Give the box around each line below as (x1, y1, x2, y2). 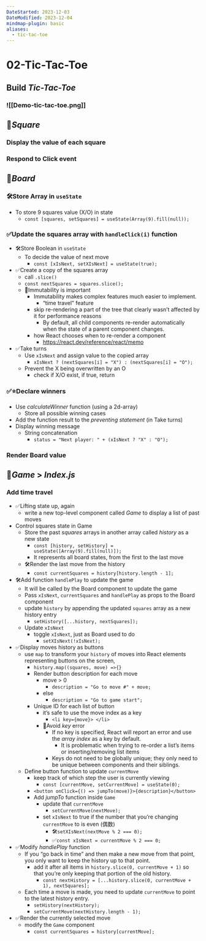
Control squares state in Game (15, 522, 93, 529)
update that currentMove (42, 800, 104, 807)
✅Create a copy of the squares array (15, 266, 109, 273)
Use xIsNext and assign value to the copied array (24, 352, 149, 359)
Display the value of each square (6, 138, 106, 146)
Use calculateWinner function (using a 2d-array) (15, 403, 138, 410)
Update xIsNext (24, 624, 64, 631)
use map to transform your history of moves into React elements (24, 650, 186, 657)
